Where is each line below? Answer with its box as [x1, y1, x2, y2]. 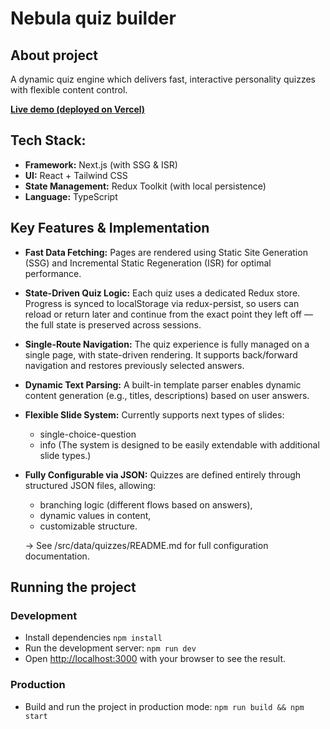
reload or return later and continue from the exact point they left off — [24, 308, 313, 320]
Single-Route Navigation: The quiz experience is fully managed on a [24, 338, 310, 350]
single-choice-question [39, 428, 137, 440]
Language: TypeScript [24, 190, 118, 202]
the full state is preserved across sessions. [24, 318, 202, 331]
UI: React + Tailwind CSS [24, 169, 128, 181]
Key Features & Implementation [10, 220, 210, 237]
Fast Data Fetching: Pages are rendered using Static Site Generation [24, 246, 308, 258]
